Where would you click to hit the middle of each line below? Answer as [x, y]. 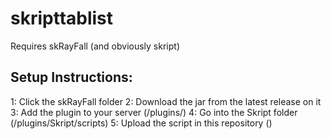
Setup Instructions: [71, 77]
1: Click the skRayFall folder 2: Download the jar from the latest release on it [166, 101]
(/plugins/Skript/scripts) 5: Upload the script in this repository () [141, 123]
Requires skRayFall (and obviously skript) [95, 46]
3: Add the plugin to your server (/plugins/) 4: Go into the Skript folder [154, 112]
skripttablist [62, 18]
